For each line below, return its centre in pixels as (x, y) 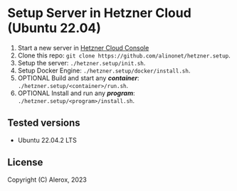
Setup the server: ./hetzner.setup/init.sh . (81, 62)
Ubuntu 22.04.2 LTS (47, 140)
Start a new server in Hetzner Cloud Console (83, 48)
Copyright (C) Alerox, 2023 (47, 180)
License (25, 162)
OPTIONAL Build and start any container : (78, 78)
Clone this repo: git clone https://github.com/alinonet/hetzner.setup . (124, 55)
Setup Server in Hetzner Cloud (100, 13)
